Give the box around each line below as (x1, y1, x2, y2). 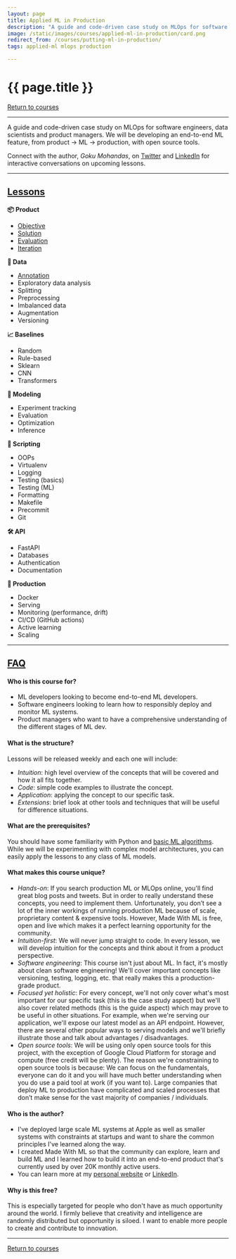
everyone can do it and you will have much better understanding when (17, 1070, 222, 1079)
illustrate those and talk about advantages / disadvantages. (17, 1033, 189, 1042)
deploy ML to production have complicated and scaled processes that (17, 1085, 220, 1094)
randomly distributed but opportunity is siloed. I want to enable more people (7, 1217, 228, 1225)
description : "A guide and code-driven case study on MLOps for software (7, 23, 228, 30)
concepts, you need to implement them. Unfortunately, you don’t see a (17, 899, 223, 907)
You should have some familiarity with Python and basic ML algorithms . (7, 837, 214, 845)
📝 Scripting (7, 439, 41, 448)
